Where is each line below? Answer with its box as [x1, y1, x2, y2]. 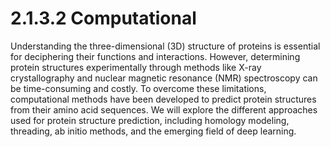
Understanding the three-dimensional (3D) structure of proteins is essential [10, 40, 321, 52]
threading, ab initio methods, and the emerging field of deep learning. [10, 125, 297, 137]
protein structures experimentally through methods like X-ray [10, 61, 262, 73]
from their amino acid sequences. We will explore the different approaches [10, 103, 318, 116]
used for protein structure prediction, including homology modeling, [10, 114, 290, 126]
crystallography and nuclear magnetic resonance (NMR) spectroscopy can [10, 72, 318, 84]
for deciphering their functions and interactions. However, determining [10, 50, 301, 62]
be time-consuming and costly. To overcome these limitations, [10, 82, 267, 94]
